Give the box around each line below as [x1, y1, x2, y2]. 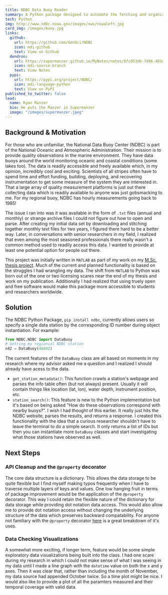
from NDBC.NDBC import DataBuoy [5, 337, 72, 342]
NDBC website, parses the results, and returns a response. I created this [12, 413, 161, 419]
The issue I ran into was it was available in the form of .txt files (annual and [5, 210, 161, 216]
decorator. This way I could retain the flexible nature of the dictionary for [5, 496, 155, 502]
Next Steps [5, 449, 40, 457]
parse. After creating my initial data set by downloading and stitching [5, 220, 147, 226]
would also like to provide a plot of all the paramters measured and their [5, 579, 153, 585]
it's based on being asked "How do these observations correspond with [12, 402, 161, 408]
